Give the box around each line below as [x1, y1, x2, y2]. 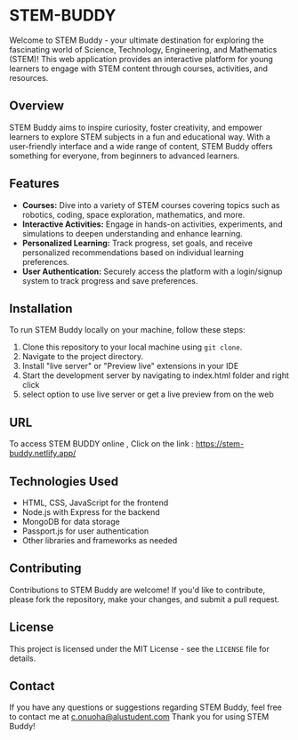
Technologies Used [9, 473, 118, 489]
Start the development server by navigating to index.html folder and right [21, 370, 289, 381]
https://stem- [195, 438, 245, 449]
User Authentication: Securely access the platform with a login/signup [21, 266, 283, 277]
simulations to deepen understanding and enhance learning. [21, 228, 243, 238]
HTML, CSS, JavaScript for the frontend [21, 497, 169, 508]
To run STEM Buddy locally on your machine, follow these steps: [9, 325, 246, 335]
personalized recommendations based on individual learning [21, 246, 245, 258]
